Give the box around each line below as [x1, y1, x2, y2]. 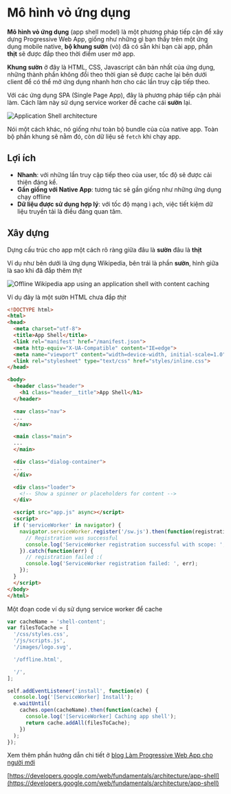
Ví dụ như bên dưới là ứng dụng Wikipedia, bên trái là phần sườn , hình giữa [7, 258, 219, 267]
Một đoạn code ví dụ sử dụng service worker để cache [7, 604, 163, 613]
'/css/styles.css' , [13, 631, 69, 638]
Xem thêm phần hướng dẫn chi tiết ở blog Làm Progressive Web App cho [7, 751, 213, 760]
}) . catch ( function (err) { [19, 547, 94, 554]
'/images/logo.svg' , [13, 644, 72, 651]
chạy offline [16, 192, 51, 201]
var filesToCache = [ [7, 624, 69, 631]
